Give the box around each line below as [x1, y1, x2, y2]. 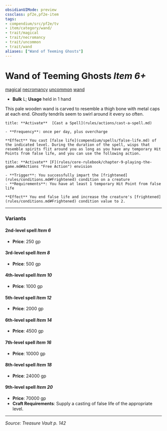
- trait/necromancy [5, 35, 46, 40]
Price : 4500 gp [12, 328, 44, 334]
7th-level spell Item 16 [5, 339, 52, 345]
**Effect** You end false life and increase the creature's [5, 195, 133, 200]
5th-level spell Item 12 [5, 294, 52, 300]
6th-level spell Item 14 [5, 317, 52, 323]
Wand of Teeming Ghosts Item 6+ [5, 70, 146, 81]
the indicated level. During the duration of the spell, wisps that [5, 143, 150, 147]
